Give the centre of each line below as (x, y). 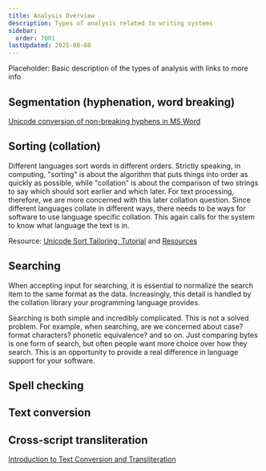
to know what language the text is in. (69, 225)
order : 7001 (36, 38)
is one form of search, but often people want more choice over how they (128, 343)
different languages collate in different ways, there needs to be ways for (127, 208)
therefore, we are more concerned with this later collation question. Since (129, 199)
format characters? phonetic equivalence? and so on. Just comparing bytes (133, 335)
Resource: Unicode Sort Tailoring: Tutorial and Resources (103, 240)
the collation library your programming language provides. (104, 302)
